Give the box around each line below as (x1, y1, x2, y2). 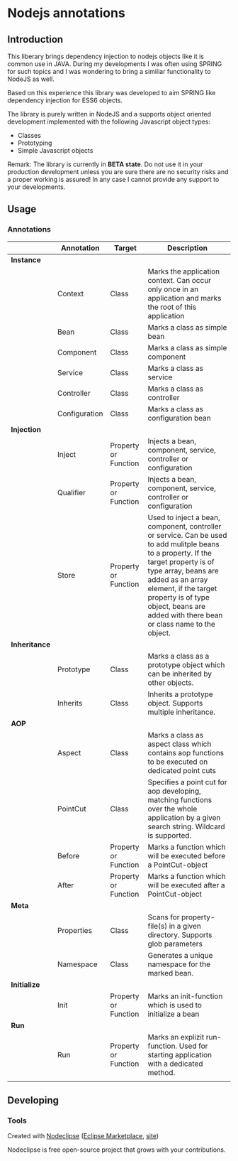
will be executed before (147, 850, 226, 860)
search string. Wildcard (147, 821, 225, 831)
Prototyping (17, 139, 52, 147)
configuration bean (147, 413, 211, 423)
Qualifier (57, 487, 86, 497)
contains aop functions (147, 747, 225, 757)
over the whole (147, 804, 198, 814)
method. (147, 1067, 176, 1077)
